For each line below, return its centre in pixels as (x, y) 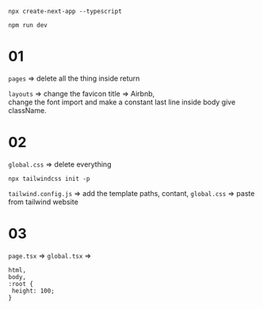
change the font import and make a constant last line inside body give (122, 102)
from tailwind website (44, 202)
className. (27, 110)
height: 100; (33, 291)
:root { (21, 284)
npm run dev (28, 25)
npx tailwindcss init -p (49, 179)
